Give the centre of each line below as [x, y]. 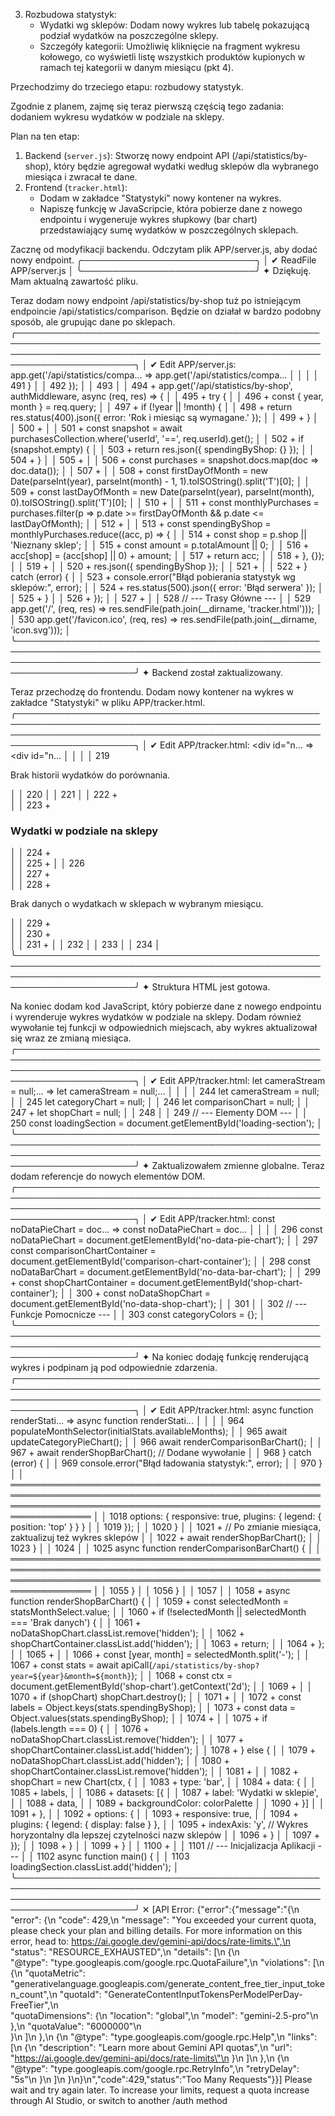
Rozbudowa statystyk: [70, 14]
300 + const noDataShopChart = [144, 1293]
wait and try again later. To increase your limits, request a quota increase [160, 2090]
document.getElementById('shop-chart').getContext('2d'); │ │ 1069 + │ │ [161, 1686]
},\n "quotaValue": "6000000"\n [76, 2026]
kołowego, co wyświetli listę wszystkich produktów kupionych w [172, 57]
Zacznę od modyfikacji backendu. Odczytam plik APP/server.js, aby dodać [164, 249]
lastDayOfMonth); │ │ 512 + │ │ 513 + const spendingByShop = [141, 523]
